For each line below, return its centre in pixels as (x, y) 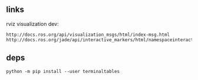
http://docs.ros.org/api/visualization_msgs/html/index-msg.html (88, 35)
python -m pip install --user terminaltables (63, 71)
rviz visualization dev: (32, 24)
